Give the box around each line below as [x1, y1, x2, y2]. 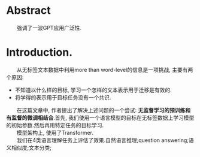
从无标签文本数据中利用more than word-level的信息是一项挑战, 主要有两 [17, 66, 193, 73]
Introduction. [6, 46, 73, 59]
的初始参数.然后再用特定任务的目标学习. [6, 121, 104, 129]
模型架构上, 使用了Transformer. [17, 129, 94, 136]
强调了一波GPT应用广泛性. [17, 24, 82, 31]
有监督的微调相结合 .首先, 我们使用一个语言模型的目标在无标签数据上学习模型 [6, 114, 195, 121]
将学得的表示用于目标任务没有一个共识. [14, 93, 111, 101]
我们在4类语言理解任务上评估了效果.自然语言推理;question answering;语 [17, 136, 195, 144]
